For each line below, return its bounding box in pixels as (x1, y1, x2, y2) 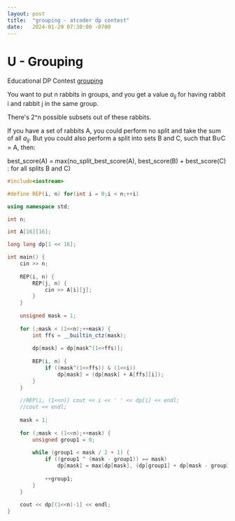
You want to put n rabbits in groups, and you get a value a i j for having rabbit (7, 90, 226, 100)
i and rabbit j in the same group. (7, 100, 99, 108)
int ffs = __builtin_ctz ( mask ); (32, 332, 127, 339)
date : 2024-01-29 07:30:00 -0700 (7, 23, 111, 30)
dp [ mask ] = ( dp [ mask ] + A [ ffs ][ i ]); (57, 371, 164, 378)
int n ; (7, 215, 27, 223)
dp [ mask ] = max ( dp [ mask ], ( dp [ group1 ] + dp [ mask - (57, 462, 208, 470)
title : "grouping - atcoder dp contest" (7, 17, 130, 24)
